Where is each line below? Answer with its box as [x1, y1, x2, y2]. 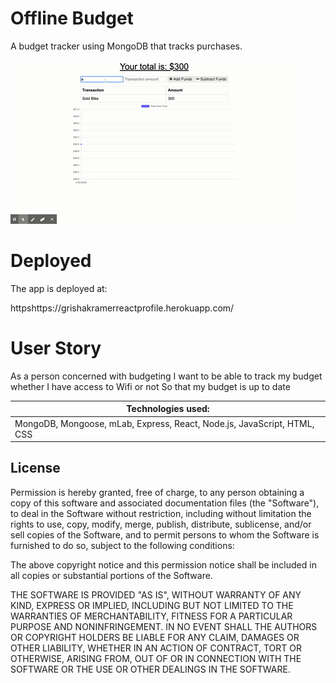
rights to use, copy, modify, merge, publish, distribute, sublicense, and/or [10, 518, 312, 530]
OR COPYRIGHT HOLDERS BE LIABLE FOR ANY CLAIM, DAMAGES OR [10, 631, 300, 643]
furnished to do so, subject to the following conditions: [10, 539, 235, 551]
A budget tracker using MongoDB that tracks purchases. [10, 40, 243, 52]
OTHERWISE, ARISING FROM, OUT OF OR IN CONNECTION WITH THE [10, 652, 302, 664]
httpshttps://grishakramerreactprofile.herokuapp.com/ [10, 302, 235, 314]
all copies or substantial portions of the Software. [10, 569, 213, 581]
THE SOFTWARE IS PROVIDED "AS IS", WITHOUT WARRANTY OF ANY [10, 588, 302, 601]
